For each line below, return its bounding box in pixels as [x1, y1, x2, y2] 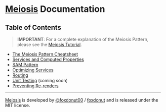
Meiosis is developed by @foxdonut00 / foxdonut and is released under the [5, 97, 159, 103]
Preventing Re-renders [12, 83, 59, 89]
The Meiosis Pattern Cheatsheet [12, 51, 78, 57]
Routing [12, 72, 29, 78]
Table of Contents [5, 23, 62, 32]
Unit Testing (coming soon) [12, 78, 68, 83]
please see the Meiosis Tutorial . [17, 42, 82, 48]
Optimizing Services [12, 67, 54, 73]
